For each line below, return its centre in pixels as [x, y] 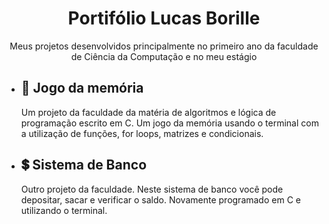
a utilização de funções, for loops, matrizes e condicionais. [142, 133]
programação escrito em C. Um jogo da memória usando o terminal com [169, 123]
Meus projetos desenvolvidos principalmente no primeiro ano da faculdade [164, 46]
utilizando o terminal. [64, 210]
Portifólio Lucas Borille [164, 18]
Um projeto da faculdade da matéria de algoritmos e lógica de [148, 112]
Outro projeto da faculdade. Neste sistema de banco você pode [152, 189]
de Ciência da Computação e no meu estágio [164, 56]
